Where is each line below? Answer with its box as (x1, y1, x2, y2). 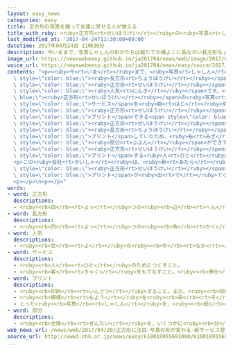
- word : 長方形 (7, 210, 48, 217)
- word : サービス (7, 249, 53, 256)
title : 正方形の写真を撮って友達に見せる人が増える (7, 23, 137, 30)
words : (7, 185, 26, 192)
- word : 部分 (7, 307, 43, 315)
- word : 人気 (7, 230, 43, 237)
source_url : (7, 333, 42, 340)
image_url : (7, 56, 39, 62)
